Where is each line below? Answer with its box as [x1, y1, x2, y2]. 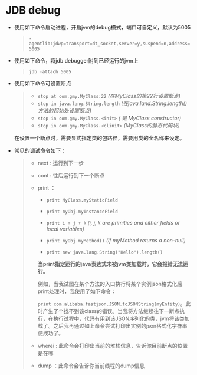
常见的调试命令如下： [14, 147, 66, 154]
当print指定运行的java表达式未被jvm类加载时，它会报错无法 [37, 260, 183, 267]
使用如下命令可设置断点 [14, 80, 71, 87]
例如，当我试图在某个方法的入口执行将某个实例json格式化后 [37, 280, 182, 287]
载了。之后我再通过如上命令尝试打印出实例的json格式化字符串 [37, 322, 188, 329]
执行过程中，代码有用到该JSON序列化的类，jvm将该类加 [53, 315, 190, 322]
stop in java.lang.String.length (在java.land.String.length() [37, 100, 187, 107]
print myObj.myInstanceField [46, 209, 119, 215]
